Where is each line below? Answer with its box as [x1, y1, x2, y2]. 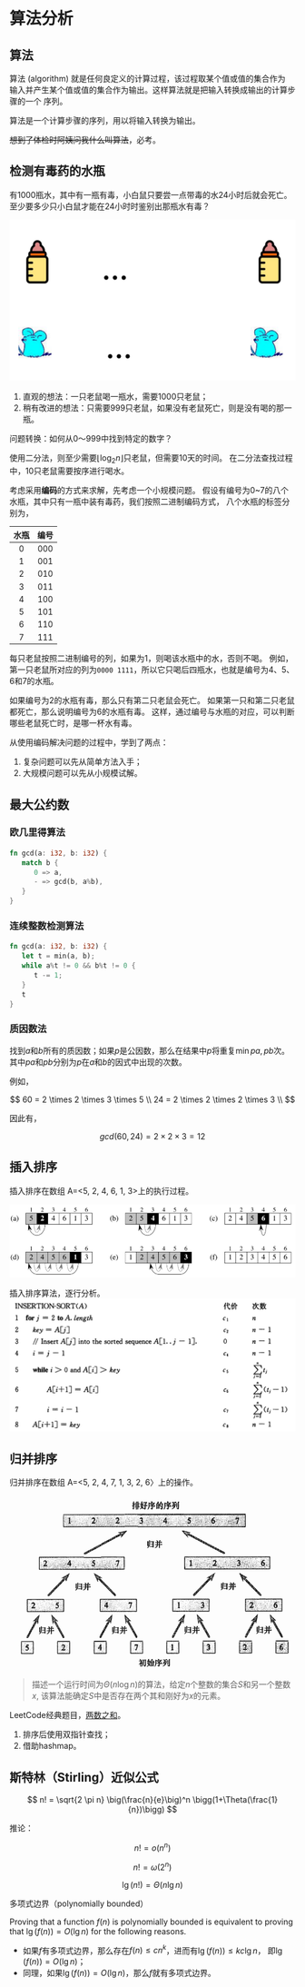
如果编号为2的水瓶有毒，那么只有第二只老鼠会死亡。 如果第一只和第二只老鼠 [9, 695, 295, 706]
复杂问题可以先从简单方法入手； [22, 756, 143, 768]
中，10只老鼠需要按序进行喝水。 [9, 465, 130, 477]
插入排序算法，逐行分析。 [9, 1287, 105, 1299]
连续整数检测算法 [9, 919, 84, 932]
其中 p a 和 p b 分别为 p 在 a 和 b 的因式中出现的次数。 [9, 1056, 188, 1068]
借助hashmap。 [22, 1741, 82, 1752]
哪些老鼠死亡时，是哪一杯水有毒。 [9, 718, 137, 729]
